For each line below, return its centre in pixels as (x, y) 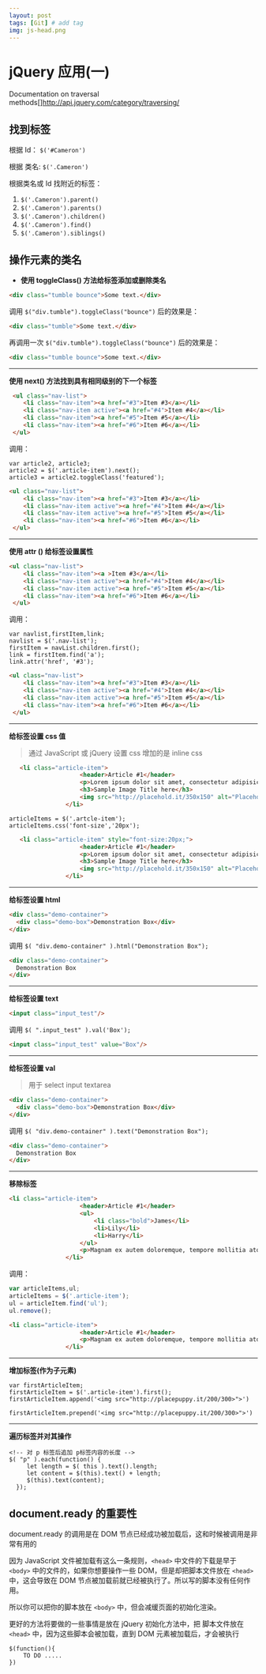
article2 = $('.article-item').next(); (75, 470)
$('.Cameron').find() (56, 225)
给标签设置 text (34, 999)
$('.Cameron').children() (63, 217)
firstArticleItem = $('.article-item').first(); (90, 1393)
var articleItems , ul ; (45, 1289)
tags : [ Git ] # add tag (46, 23)
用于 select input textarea (69, 1085)
